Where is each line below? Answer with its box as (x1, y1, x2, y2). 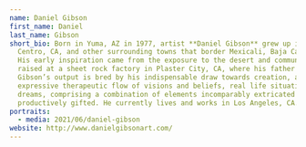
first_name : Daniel (9, 22, 84, 31)
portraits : (9, 107, 51, 116)
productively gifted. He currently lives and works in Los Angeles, (17, 98, 283, 108)
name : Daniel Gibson (9, 13, 88, 23)
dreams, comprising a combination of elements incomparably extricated (17, 89, 296, 99)
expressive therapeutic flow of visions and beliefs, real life (17, 81, 267, 90)
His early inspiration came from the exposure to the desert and (17, 56, 271, 65)
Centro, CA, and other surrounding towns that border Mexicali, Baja (17, 47, 287, 57)
